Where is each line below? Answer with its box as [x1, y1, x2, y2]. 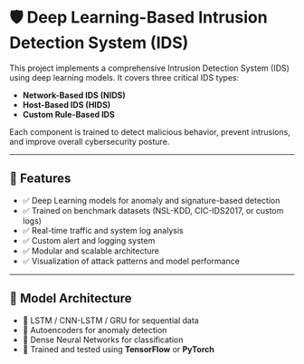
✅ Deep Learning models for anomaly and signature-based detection [22, 195, 280, 206]
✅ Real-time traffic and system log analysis [22, 225, 184, 235]
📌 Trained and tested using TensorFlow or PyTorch [22, 343, 214, 354]
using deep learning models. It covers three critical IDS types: [9, 72, 240, 82]
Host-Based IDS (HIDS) [22, 99, 111, 110]
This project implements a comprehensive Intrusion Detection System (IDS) [9, 62, 290, 73]
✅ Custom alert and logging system [22, 235, 156, 245]
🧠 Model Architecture [9, 291, 133, 306]
